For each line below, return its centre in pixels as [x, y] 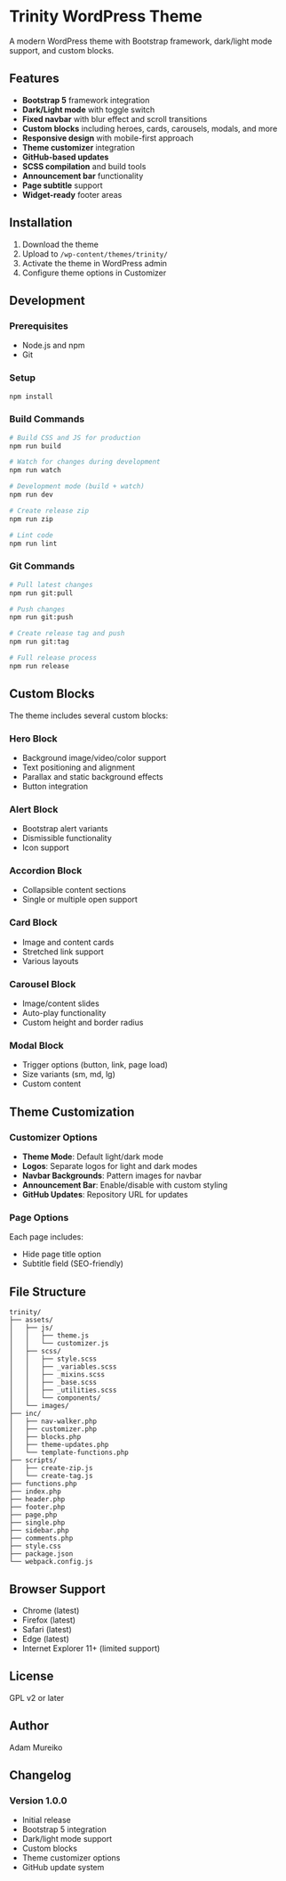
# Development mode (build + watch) [77, 487]
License [32, 1677]
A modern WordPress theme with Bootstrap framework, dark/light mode [141, 41]
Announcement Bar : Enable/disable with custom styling [125, 1185]
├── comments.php [41, 1539]
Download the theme [60, 244]
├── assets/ [31, 1321]
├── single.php [37, 1523]
